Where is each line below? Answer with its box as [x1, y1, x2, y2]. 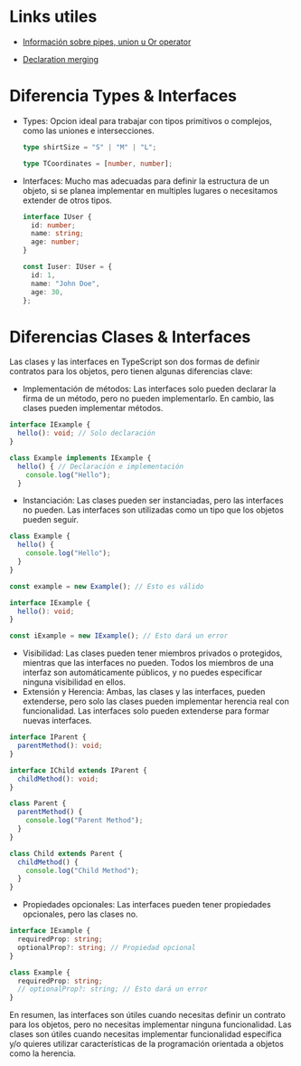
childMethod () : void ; [17, 774, 99, 783]
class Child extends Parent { [9, 849, 124, 858]
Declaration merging [22, 53, 99, 64]
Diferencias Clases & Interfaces [9, 326, 251, 347]
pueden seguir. [22, 514, 79, 525]
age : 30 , [31, 287, 64, 296]
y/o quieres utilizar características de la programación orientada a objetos [9, 1039, 285, 1050]
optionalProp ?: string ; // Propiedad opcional [17, 943, 196, 952]
